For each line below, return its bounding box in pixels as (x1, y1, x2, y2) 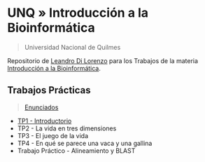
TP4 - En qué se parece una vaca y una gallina (17, 139, 153, 147)
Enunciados (24, 103, 59, 112)
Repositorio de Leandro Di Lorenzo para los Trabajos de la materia (7, 56, 198, 65)
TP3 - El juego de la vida (17, 131, 89, 140)
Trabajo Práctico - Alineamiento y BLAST (17, 146, 136, 155)
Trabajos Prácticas (7, 84, 91, 96)
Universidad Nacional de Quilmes (24, 43, 121, 51)
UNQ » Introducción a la (7, 5, 149, 21)
